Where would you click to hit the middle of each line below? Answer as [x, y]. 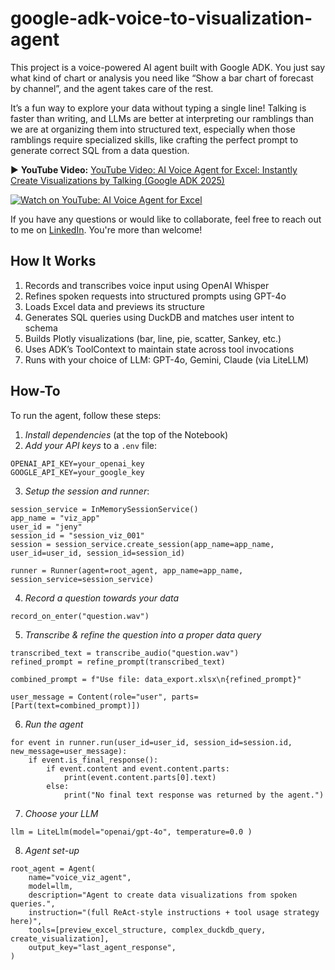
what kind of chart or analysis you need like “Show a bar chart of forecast [162, 78]
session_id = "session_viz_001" [77, 535]
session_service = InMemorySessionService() [104, 509]
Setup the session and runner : [87, 491]
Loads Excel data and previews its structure [114, 306]
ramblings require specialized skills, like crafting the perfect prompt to [154, 139]
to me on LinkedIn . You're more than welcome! [106, 229]
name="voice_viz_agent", [80, 877]
